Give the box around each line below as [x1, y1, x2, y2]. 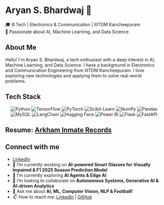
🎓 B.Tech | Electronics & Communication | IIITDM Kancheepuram [5, 21, 140, 27]
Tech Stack [5, 92, 41, 101]
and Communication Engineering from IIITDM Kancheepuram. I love [5, 67, 144, 73]
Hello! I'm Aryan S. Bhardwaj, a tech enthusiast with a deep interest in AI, [5, 56, 155, 62]
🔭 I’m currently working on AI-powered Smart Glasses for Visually [12, 161, 151, 167]
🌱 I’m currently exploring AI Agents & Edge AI [12, 172, 106, 178]
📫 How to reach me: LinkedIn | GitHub [12, 193, 92, 200]
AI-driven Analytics [12, 183, 54, 189]
